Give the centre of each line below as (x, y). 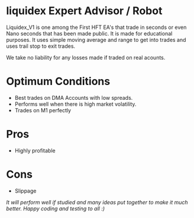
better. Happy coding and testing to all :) (56, 209)
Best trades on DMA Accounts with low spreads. (74, 97)
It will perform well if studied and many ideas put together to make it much (97, 202)
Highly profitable (35, 150)
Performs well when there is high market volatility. (75, 104)
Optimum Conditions (58, 82)
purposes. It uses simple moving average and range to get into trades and (96, 40)
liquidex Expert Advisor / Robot (84, 11)
